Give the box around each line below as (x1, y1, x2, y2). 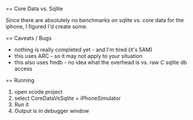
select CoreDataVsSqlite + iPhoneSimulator (14, 95, 121, 101)
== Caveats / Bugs (5, 35, 52, 41)
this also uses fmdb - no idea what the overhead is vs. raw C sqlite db (14, 59, 187, 66)
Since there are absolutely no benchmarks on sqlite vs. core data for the (5, 17, 184, 23)
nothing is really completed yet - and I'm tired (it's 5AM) (14, 46, 153, 53)
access (14, 65, 32, 72)
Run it (14, 101, 29, 108)
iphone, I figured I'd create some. (5, 23, 88, 30)
